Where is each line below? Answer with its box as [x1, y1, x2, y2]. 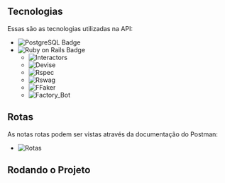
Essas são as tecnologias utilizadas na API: [7, 24, 133, 33]
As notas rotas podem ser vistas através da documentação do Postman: [7, 130, 219, 138]
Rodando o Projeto [7, 164, 91, 176]
